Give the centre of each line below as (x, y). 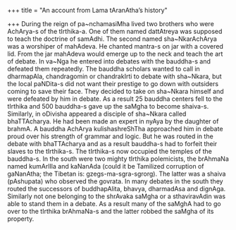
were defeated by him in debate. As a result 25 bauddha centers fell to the (115, 99)
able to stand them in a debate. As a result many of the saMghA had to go (114, 204)
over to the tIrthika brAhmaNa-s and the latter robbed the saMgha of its (111, 211)
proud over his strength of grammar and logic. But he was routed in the (110, 136)
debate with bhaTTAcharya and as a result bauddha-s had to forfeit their (112, 144)
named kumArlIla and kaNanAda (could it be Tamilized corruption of (106, 166)
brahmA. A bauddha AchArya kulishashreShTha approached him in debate (115, 129)
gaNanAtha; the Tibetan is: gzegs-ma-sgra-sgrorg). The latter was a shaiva (117, 174)
